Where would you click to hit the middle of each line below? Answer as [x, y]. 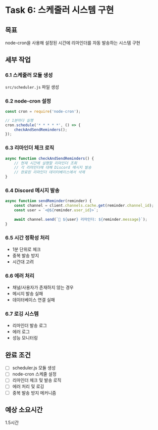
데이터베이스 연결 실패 [34, 300]
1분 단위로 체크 [26, 249]
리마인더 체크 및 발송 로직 [37, 380]
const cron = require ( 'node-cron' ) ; [43, 111]
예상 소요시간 [24, 409]
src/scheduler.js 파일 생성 [32, 87]
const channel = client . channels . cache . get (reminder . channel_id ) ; [84, 206]
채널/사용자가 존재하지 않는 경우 [43, 287]
